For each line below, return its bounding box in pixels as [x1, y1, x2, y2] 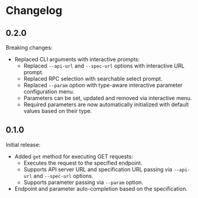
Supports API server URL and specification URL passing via [23, 165, 172, 173]
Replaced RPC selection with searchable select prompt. [23, 75, 163, 82]
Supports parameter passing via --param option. [23, 179, 143, 186]
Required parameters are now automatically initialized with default [23, 101, 189, 108]
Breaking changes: [5, 44, 53, 51]
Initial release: [5, 141, 41, 148]
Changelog [5, 4, 63, 18]
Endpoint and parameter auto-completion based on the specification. [14, 185, 188, 192]
